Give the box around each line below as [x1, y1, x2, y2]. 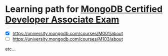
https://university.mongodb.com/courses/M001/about [12, 30, 123, 36]
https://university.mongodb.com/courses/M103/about [12, 36, 123, 42]
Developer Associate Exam [5, 14, 119, 25]
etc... [5, 46, 16, 52]
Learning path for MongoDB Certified [5, 3, 163, 15]
